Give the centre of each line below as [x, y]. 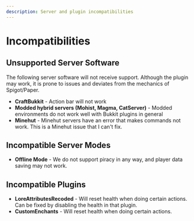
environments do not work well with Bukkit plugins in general [89, 114]
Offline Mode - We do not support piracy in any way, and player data [99, 160]
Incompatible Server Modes [59, 145]
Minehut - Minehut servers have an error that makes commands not [98, 120]
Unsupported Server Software [63, 63]
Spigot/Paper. [23, 90]
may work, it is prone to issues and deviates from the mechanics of [88, 83]
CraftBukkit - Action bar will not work [60, 101]
